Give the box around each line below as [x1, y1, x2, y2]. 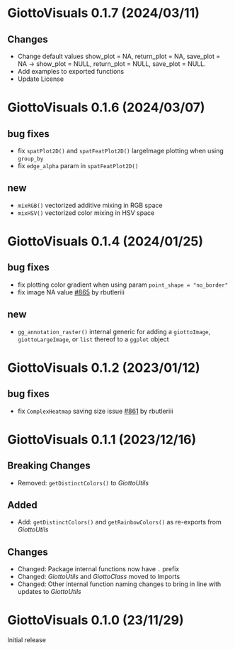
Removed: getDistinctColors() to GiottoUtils [17, 478, 149, 487]
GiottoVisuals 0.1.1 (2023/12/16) [7, 431, 197, 448]
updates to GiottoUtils [17, 588, 81, 596]
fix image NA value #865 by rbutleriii [17, 287, 125, 296]
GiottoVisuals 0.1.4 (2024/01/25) [7, 233, 204, 249]
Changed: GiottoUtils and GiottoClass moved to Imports [17, 573, 180, 581]
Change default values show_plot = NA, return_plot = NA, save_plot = [17, 52, 221, 60]
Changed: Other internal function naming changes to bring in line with [17, 580, 222, 588]
